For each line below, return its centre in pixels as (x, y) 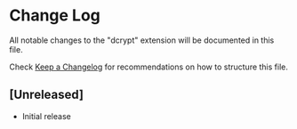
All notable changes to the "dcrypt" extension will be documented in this (142, 40)
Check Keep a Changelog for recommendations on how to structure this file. (149, 67)
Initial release (46, 116)
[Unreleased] (47, 95)
